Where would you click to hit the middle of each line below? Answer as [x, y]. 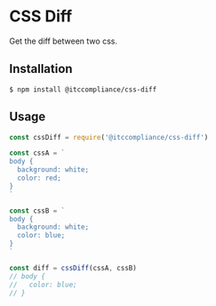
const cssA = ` [37, 153]
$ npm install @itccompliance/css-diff [83, 89]
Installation [41, 69]
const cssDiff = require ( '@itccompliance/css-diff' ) [109, 137]
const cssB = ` [37, 211]
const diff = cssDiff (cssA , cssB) [73, 268]
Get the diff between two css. [64, 41]
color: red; [40, 178]
